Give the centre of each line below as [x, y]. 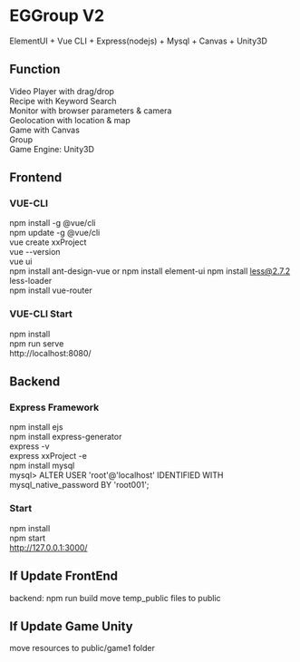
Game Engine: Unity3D [52, 149]
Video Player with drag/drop [62, 91]
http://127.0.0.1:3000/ [48, 547]
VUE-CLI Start [41, 314]
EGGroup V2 [57, 16]
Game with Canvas [44, 130]
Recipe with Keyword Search [63, 101]
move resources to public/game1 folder [82, 648]
